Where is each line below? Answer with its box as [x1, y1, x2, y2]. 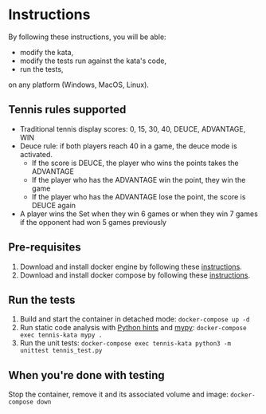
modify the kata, [19, 47, 74, 57]
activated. [19, 149, 53, 159]
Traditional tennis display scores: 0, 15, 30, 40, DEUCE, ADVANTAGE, [19, 124, 246, 133]
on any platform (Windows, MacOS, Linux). [8, 80, 150, 89]
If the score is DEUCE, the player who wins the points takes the [31, 158, 239, 168]
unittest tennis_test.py [19, 347, 103, 355]
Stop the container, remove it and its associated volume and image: [8, 389, 229, 400]
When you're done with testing [8, 369, 165, 382]
